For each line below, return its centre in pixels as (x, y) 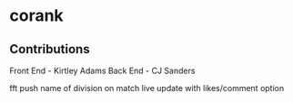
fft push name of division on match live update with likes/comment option (147, 88)
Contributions (50, 49)
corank (36, 16)
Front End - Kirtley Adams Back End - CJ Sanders (102, 70)
